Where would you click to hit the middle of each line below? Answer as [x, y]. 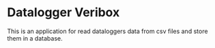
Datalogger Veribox [63, 13]
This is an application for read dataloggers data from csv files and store [107, 31]
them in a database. [35, 38]
